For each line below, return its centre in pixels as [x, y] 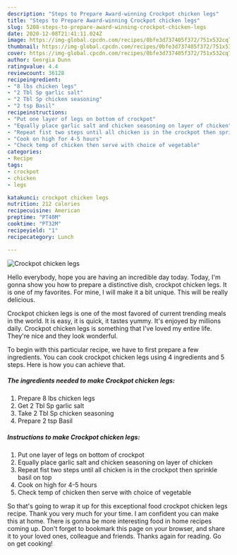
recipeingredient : [34, 80]
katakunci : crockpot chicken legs [58, 198]
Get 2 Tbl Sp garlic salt [51, 406]
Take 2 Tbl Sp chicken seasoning [66, 414]
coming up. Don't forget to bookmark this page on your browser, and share [116, 529]
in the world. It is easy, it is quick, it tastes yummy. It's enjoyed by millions [114, 321]
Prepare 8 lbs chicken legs [56, 398]
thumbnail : [23, 47]
